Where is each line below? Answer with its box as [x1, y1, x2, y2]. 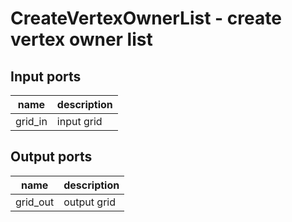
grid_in [15, 115, 48, 128]
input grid [56, 115, 103, 128]
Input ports [10, 68, 82, 85]
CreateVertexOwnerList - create [10, 7, 282, 30]
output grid [63, 195, 116, 209]
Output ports [10, 148, 93, 166]
